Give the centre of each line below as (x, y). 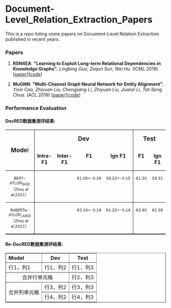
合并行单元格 (37, 277)
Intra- (45, 156)
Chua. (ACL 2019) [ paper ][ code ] (47, 95)
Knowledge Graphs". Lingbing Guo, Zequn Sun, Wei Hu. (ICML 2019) (85, 69)
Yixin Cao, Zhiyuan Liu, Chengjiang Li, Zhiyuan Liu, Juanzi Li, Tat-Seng (87, 90)
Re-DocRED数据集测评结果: (34, 244)
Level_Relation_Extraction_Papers (79, 20)
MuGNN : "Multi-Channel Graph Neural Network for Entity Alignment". (88, 84)
